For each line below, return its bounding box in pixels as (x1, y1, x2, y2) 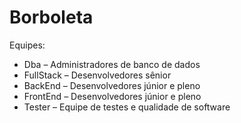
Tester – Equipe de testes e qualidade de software (23, 101, 231, 113)
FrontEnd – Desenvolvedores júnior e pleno (23, 90, 202, 102)
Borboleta (9, 6, 94, 29)
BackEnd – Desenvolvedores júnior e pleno (23, 79, 201, 91)
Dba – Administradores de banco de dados (23, 58, 201, 70)
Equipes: (9, 39, 46, 51)
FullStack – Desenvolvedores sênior (23, 69, 172, 81)
